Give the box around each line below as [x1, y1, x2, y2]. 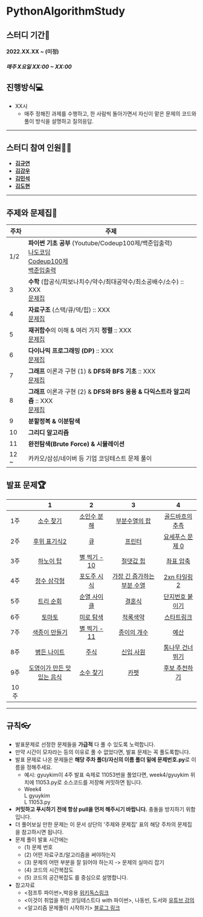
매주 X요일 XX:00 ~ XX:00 [6, 62, 72, 70]
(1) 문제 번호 [24, 843, 53, 850]
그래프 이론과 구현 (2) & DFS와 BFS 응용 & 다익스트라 [28, 388, 172, 396]
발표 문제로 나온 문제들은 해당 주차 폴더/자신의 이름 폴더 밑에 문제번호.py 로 [14, 756, 190, 763]
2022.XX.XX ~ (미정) [6, 48, 59, 55]
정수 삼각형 [35, 577, 65, 585]
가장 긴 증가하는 [112, 572, 155, 580]
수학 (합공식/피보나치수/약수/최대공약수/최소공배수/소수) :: [28, 278, 184, 286]
